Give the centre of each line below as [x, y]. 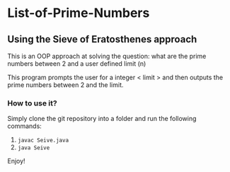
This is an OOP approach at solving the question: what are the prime [107, 56]
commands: [25, 126]
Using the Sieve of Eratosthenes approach [102, 39]
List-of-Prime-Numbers [79, 13]
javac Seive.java [43, 141]
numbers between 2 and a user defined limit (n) [77, 64]
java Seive [34, 148]
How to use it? [33, 103]
